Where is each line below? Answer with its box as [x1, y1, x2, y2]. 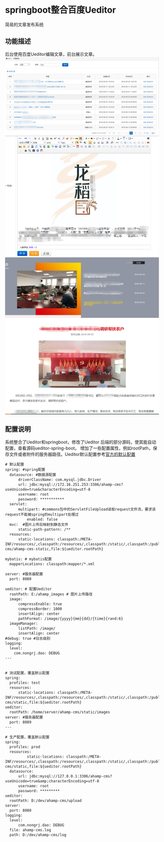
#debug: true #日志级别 [5, 636, 50, 641]
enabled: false [26, 517, 58, 522]
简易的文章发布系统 [5, 22, 44, 27]
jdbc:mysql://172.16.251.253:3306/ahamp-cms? [29, 482, 123, 487]
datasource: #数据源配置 [9, 472, 56, 477]
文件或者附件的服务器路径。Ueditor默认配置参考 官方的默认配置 [9, 451, 136, 457]
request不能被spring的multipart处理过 [5, 512, 79, 517]
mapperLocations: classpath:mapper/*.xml [9, 561, 95, 566]
